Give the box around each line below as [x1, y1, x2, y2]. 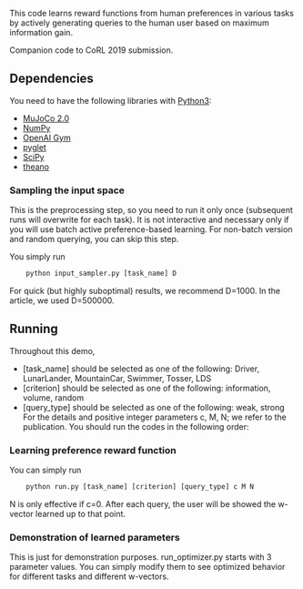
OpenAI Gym [22, 132, 71, 143]
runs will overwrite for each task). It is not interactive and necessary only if [9, 214, 289, 226]
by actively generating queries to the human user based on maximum [9, 17, 270, 28]
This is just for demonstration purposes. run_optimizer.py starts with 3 [9, 552, 272, 563]
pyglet [22, 141, 47, 153]
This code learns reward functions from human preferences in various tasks [9, 8, 294, 18]
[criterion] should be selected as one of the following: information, [22, 382, 271, 393]
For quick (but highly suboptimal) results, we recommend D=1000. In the [9, 285, 280, 296]
